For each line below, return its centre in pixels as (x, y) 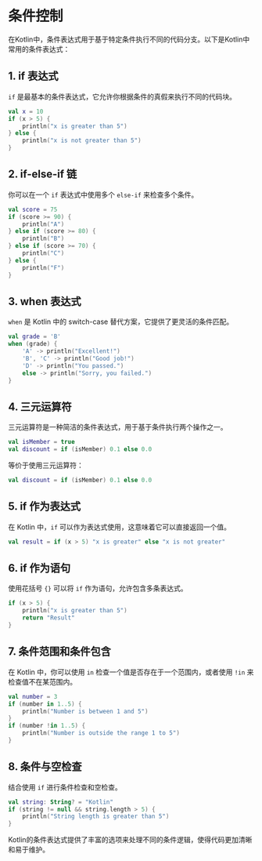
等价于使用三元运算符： (46, 465)
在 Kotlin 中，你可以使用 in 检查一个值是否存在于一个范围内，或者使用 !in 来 (131, 672)
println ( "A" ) (43, 224)
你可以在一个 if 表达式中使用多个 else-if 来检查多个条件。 (103, 194)
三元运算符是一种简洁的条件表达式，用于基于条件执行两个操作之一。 (118, 427)
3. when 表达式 (45, 302)
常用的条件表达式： (39, 49)
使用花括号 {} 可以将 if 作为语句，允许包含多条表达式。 (98, 588)
